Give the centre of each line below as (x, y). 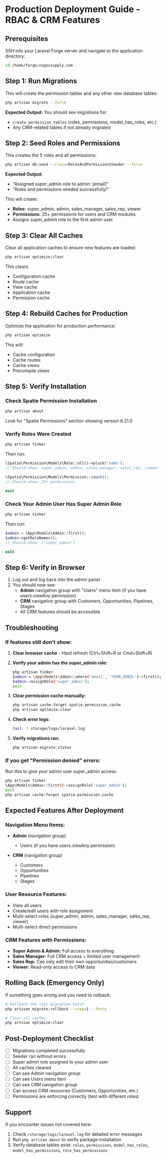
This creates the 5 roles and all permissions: (51, 155)
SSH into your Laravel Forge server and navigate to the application (74, 51)
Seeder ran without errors (39, 1057)
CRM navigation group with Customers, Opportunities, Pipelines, (87, 601)
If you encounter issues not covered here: (49, 1125)
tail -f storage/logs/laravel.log (49, 729)
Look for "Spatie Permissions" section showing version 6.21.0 (69, 421)
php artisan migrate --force (36, 102)
